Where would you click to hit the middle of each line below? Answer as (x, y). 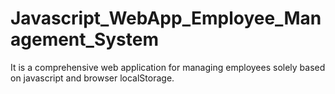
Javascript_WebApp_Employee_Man (166, 18)
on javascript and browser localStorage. (92, 78)
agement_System (84, 39)
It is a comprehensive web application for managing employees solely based (168, 67)
